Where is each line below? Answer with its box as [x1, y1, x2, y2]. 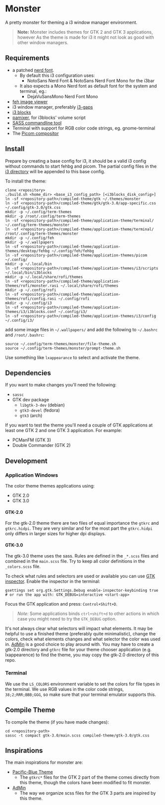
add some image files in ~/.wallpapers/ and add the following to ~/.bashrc [5, 326, 158, 332]
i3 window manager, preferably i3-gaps [12, 104, 93, 110]
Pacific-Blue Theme [12, 769, 53, 775]
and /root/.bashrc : [5, 332, 45, 338]
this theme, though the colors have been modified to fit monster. [19, 780, 151, 786]
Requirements [5, 54, 50, 62]
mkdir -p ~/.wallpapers [5, 240, 55, 245]
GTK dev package [12, 397, 50, 403]
